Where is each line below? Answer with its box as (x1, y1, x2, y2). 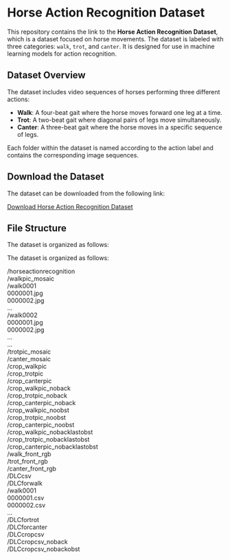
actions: (7, 95, 30, 103)
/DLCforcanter (7, 523, 48, 531)
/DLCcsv (7, 472, 32, 480)
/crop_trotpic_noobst (7, 413, 67, 422)
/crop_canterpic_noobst (7, 421, 75, 429)
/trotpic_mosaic (7, 347, 51, 356)
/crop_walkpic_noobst (7, 406, 70, 414)
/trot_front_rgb (7, 457, 48, 466)
